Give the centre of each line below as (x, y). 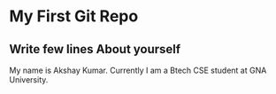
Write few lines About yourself (95, 49)
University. (29, 80)
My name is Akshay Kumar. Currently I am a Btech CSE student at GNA (138, 70)
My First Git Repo (74, 16)
